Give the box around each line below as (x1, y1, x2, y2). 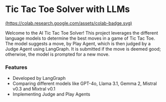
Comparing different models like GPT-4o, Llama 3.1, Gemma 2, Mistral (12, 80, 157, 86)
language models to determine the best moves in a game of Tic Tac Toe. (5, 35, 155, 41)
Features (5, 64, 28, 71)
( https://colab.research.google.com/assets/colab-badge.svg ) (5, 20, 132, 26)
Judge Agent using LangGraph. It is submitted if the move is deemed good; (5, 46, 161, 52)
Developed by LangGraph (12, 75, 66, 81)
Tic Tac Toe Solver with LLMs (5, 4, 130, 15)
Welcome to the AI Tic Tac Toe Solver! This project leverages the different (5, 30, 158, 36)
